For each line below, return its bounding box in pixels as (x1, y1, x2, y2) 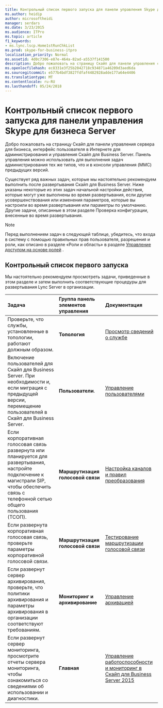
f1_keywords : (5, 39, 32, 44)
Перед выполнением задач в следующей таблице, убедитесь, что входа (5, 231, 156, 237)
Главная (59, 665, 79, 672)
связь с (7, 490, 25, 496)
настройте (7, 465, 33, 472)
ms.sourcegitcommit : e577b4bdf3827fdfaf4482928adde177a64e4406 (5, 70, 136, 75)
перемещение (7, 403, 41, 410)
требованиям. (7, 626, 41, 633)
